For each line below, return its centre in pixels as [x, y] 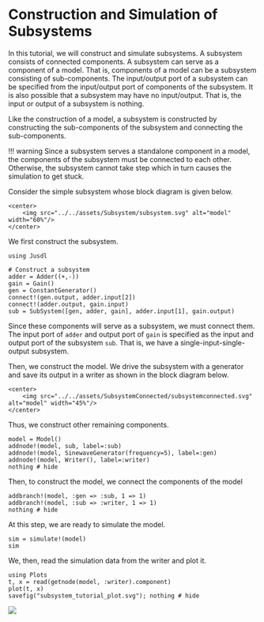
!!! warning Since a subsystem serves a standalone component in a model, [129, 151]
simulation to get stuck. [46, 176]
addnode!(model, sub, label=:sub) [65, 446]
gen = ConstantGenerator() [53, 290]
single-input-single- [213, 342]
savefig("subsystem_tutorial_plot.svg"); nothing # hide [104, 596]
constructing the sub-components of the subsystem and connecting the [126, 127]
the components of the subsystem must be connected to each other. [120, 159]
